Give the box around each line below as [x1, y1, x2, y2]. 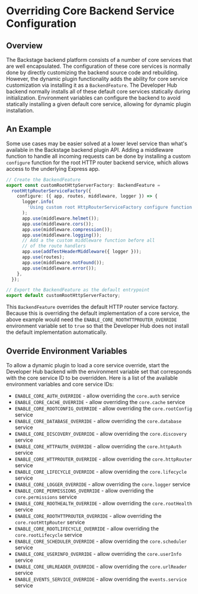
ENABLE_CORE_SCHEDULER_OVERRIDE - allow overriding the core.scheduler [14, 537, 187, 545]
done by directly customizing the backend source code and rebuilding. [6, 69, 179, 76]
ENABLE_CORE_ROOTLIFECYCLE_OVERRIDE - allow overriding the [14, 525, 159, 532]
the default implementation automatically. [6, 329, 107, 336]
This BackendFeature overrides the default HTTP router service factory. [6, 304, 179, 311]
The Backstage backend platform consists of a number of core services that [6, 57, 193, 63]
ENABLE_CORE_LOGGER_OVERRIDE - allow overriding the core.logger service [14, 481, 191, 487]
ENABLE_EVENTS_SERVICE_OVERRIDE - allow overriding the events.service [14, 576, 187, 583]
